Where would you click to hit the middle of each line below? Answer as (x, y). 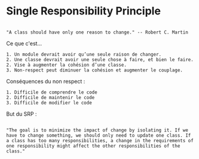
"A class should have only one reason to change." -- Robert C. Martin (97, 32)
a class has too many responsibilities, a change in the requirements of (100, 140)
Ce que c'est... (24, 43)
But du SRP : (22, 114)
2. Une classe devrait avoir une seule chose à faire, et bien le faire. (100, 59)
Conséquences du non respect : (46, 81)
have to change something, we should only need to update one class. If (99, 135)
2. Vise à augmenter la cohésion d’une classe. (67, 65)
